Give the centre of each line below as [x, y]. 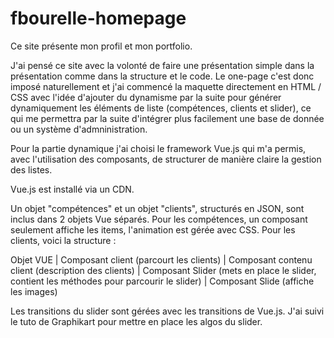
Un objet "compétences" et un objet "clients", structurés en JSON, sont [157, 208]
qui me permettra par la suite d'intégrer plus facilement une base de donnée [167, 118]
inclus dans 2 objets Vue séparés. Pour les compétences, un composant [159, 219]
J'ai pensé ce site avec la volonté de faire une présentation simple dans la [162, 65]
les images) [34, 291]
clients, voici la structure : [63, 240]
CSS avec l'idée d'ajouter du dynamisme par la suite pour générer [146, 97]
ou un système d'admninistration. [79, 129]
